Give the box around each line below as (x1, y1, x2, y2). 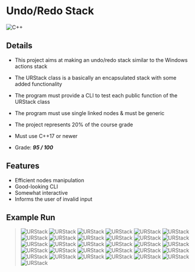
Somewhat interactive (14, 189, 68, 196)
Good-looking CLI (14, 183, 58, 190)
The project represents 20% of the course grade (14, 121, 134, 128)
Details (6, 41, 32, 51)
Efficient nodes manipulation (14, 176, 84, 183)
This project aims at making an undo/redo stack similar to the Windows (14, 56, 188, 63)
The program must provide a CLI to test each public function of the (14, 91, 178, 99)
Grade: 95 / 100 (14, 143, 53, 151)
